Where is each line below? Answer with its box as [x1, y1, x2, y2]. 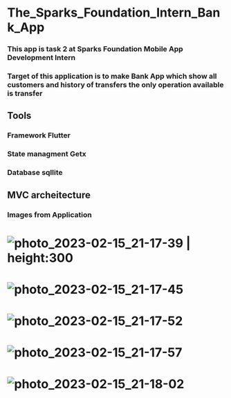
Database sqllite [7, 168, 63, 178]
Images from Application [7, 209, 92, 219]
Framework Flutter [7, 131, 71, 140]
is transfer [7, 88, 43, 98]
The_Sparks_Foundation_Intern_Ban [7, 5, 221, 21]
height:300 [7, 250, 74, 265]
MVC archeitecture [7, 189, 91, 201]
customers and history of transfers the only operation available [7, 80, 224, 90]
